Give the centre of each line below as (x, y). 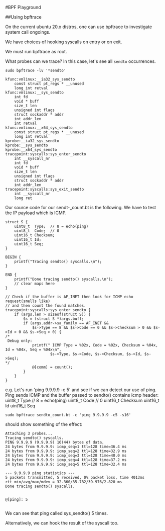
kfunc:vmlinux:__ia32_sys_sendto (40, 79)
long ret (23, 198)
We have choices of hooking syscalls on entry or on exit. (64, 42)
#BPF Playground (23, 7)
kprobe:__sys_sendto (27, 145)
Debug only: (20, 341)
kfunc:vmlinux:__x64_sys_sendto (39, 128)
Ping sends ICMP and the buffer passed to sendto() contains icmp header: (82, 395)
